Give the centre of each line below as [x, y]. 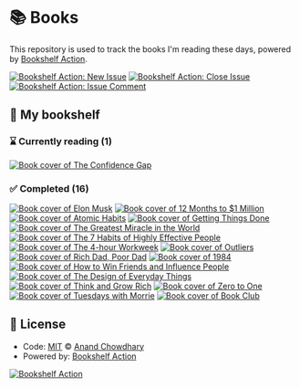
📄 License [38, 325]
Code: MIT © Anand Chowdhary [83, 346]
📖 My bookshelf [55, 115]
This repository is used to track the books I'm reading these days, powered [150, 49]
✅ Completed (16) [49, 188]
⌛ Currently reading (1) [61, 142]
